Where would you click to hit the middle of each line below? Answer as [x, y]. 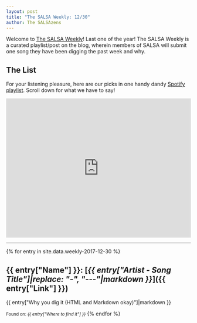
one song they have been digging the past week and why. [76, 52]
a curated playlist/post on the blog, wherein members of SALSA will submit [96, 45]
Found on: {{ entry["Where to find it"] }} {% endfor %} [63, 314]
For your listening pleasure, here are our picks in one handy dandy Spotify [96, 84]
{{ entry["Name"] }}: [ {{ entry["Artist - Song [89, 270]
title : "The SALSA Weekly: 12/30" [48, 17]
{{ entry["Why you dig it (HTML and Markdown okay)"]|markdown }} [89, 302]
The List [21, 70]
